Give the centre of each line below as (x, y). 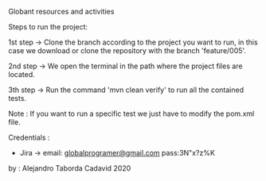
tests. (17, 98)
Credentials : (29, 137)
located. (22, 74)
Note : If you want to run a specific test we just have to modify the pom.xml (131, 114)
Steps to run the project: (48, 27)
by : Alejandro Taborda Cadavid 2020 (70, 168)
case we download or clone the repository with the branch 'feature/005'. (127, 50)
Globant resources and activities (61, 12)
